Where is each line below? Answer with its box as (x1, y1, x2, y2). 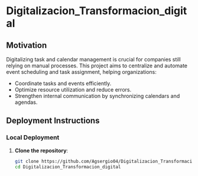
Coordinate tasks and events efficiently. (14, 80, 112, 87)
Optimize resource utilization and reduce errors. (14, 86, 132, 93)
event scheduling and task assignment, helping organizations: (6, 69, 157, 75)
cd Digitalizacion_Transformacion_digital (14, 164, 121, 170)
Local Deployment (6, 133, 60, 142)
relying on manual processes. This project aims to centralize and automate (6, 62, 188, 69)
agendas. (14, 99, 38, 106)
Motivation (6, 40, 47, 50)
